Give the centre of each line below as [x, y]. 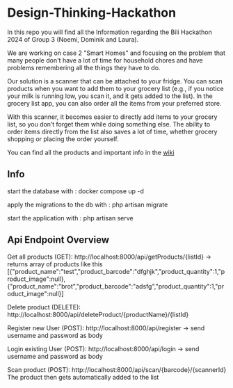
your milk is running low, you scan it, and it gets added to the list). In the [110, 96]
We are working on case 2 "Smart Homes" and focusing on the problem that [116, 53]
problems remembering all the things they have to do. [84, 67]
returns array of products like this [55, 264]
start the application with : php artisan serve [70, 218]
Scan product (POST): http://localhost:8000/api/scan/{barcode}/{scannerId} [117, 369]
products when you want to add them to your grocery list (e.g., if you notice [115, 88]
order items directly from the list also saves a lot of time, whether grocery [112, 131]
